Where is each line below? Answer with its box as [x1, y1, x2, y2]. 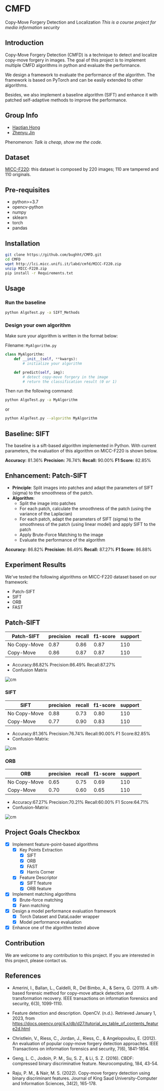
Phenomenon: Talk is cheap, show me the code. [5, 139, 102, 145]
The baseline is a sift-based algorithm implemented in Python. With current [5, 443, 157, 449]
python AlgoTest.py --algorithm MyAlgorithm [5, 416, 97, 421]
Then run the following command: [5, 388, 73, 394]
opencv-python [12, 204, 44, 210]
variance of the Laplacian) [19, 511, 72, 516]
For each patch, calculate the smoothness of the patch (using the [19, 505, 152, 512]
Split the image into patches [19, 500, 76, 506]
